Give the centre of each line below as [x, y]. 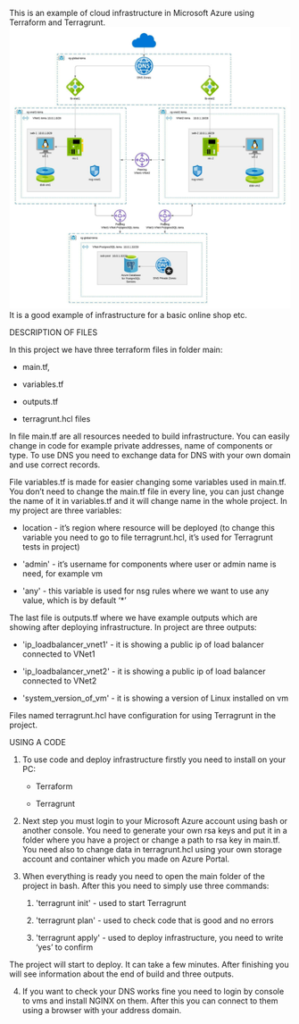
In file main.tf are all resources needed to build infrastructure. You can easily [149, 436]
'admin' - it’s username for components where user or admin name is [149, 564]
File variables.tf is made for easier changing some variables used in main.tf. [148, 482]
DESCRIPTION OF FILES [54, 332]
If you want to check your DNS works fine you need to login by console [153, 991]
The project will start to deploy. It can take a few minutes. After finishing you [149, 965]
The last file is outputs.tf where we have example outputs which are [133, 617]
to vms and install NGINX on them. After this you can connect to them [150, 1001]
